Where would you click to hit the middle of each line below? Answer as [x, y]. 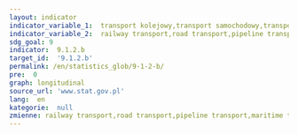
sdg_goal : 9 [31, 42]
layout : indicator [43, 17]
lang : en [27, 99]
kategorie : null [41, 108]
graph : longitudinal [47, 83]
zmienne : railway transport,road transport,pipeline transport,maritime [146, 115]
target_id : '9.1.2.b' [51, 58]
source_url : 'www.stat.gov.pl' [67, 91]
